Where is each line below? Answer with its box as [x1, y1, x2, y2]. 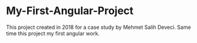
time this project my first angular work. [6, 29, 100, 37]
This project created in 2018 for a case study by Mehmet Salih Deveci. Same [6, 24, 191, 31]
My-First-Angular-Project [6, 4, 134, 18]
